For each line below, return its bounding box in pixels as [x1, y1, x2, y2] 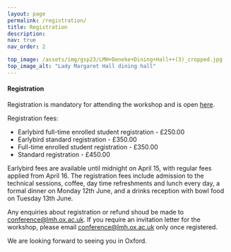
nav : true [7, 37, 37, 44]
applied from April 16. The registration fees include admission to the [7, 171, 204, 180]
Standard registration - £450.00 [17, 150, 111, 159]
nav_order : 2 [7, 43, 46, 50]
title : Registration [7, 23, 69, 30]
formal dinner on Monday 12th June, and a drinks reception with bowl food [7, 186, 225, 195]
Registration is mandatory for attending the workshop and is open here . [7, 100, 215, 108]
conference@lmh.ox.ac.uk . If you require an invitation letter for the [7, 215, 201, 224]
